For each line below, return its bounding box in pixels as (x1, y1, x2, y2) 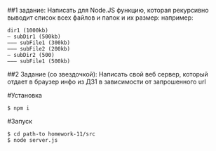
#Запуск (7, 117, 33, 125)
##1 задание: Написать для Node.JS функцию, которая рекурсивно (7, 6, 209, 14)
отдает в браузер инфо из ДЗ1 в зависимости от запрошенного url (7, 77, 206, 86)
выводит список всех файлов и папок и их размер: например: (7, 13, 194, 22)
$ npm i (7, 105, 30, 112)
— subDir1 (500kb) (7, 33, 61, 40)
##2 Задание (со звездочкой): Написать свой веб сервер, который (7, 70, 208, 78)
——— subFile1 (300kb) (7, 39, 71, 46)
